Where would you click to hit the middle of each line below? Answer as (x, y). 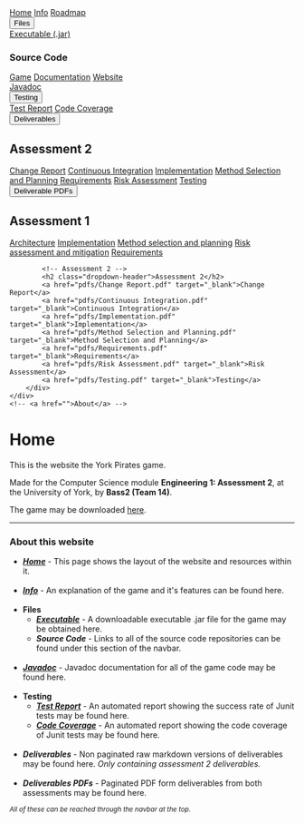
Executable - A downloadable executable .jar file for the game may (161, 620)
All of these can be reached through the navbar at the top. (100, 809)
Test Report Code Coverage (62, 108)
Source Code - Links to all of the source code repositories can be (158, 639)
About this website (52, 542)
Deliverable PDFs (43, 191)
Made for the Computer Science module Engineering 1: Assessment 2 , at (147, 482)
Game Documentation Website (66, 77)
